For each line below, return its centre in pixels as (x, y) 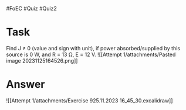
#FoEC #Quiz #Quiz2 (31, 8)
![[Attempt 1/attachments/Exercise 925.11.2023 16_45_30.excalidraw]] (89, 100)
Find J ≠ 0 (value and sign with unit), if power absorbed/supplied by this (93, 48)
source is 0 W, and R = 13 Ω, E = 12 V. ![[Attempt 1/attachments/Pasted (91, 54)
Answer (26, 85)
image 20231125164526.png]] (42, 60)
